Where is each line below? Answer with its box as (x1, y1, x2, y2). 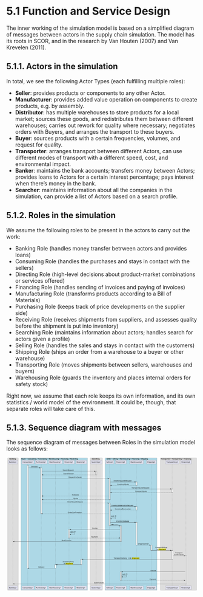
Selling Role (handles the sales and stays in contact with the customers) (15, 342, 195, 349)
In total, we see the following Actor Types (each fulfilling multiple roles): (6, 77, 185, 85)
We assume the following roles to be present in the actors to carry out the (6, 226, 190, 233)
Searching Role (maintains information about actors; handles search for (15, 328, 193, 336)
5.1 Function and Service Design (6, 4, 171, 18)
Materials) (15, 296, 41, 303)
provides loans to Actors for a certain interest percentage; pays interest (15, 173, 194, 181)
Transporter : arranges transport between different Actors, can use (15, 147, 183, 154)
